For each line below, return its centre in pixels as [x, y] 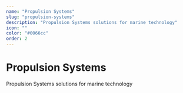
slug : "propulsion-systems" [41, 17]
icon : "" [17, 28]
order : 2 [17, 39]
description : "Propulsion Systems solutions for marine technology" [92, 22]
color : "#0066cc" [27, 33]
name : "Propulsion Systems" [41, 11]
